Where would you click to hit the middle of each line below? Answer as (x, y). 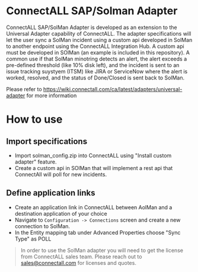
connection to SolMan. (42, 226)
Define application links (51, 193)
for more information (52, 95)
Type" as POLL (33, 239)
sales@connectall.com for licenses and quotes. (78, 263)
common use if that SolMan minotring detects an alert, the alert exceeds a (97, 59)
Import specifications (47, 141)
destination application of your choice (61, 213)
